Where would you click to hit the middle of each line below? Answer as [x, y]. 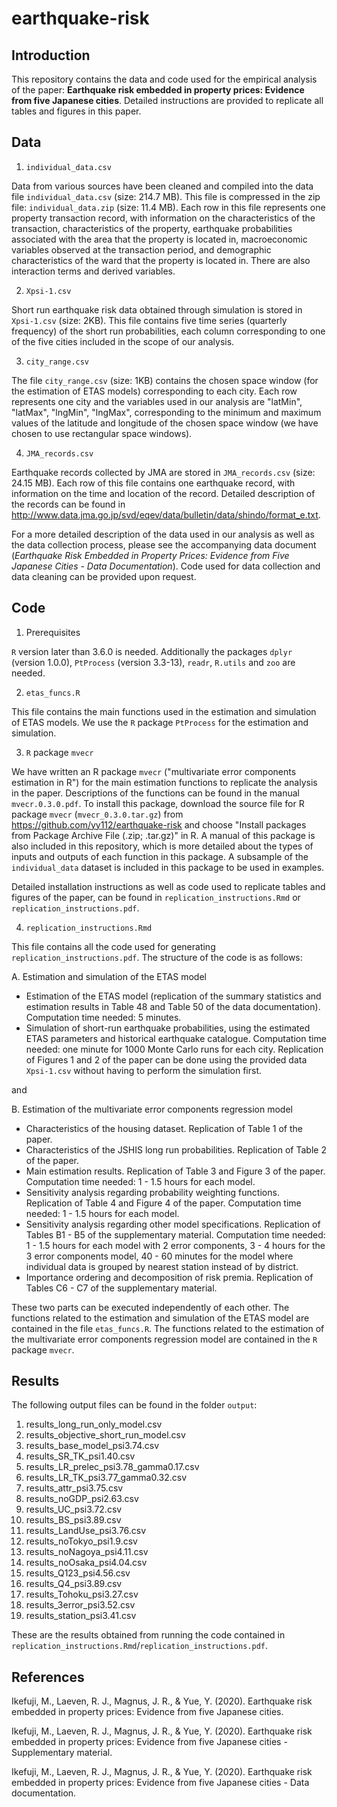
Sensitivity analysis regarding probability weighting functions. [152, 1192]
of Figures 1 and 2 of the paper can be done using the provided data [166, 1059]
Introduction [51, 55]
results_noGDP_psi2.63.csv [82, 1499]
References [48, 1677]
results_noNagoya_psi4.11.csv [87, 1552]
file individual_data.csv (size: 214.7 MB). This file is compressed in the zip [166, 196]
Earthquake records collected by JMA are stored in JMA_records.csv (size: [163, 472]
